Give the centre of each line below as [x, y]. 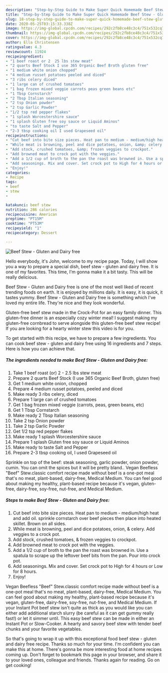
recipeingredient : [25, 56]
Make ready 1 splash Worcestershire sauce [57, 436]
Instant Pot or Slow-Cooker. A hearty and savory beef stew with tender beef [84, 623]
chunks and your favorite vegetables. [44, 629]
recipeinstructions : [27, 136]
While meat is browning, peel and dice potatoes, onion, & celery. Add [84, 529]
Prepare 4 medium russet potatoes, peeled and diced [68, 389]
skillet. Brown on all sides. [39, 523]
